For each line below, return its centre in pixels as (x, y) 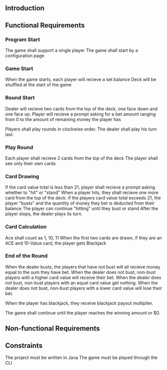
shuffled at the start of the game (38, 85)
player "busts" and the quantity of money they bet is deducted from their (80, 203)
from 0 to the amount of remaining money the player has (63, 119)
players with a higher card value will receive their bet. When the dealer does (83, 277)
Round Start (20, 98)
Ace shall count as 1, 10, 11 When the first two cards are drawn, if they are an (83, 237)
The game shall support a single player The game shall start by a (72, 50)
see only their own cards (31, 163)
